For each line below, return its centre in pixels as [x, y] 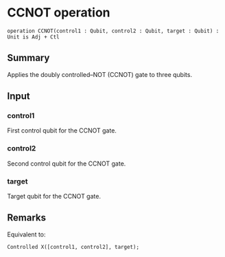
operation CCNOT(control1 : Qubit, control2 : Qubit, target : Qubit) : [113, 31]
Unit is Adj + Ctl [33, 37]
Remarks [27, 218]
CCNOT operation [59, 13]
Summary [28, 58]
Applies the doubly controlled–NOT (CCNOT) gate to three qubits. [100, 74]
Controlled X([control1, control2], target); [73, 247]
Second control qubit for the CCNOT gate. [67, 164]
